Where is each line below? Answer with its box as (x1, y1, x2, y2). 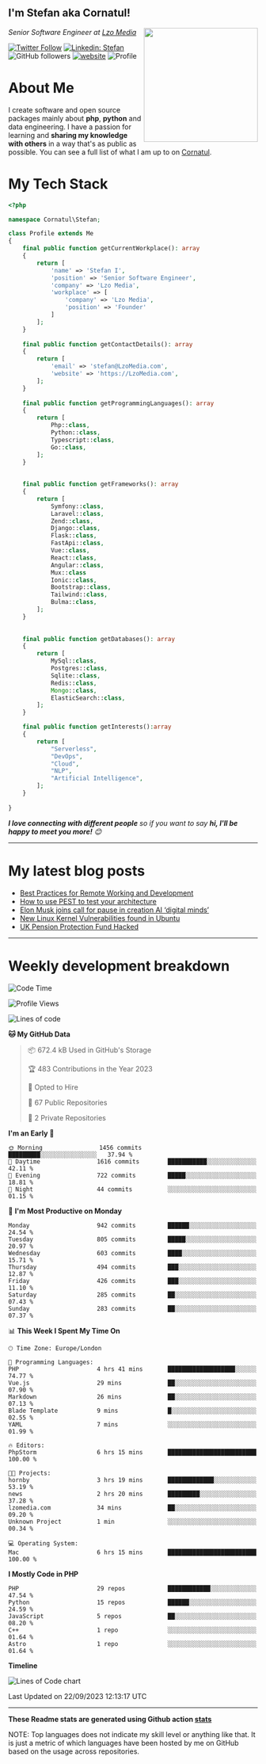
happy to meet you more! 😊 (8, 827, 102, 836)
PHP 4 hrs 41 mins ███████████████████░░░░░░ (8, 1365, 257, 1373)
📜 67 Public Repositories (27, 1098, 108, 1107)
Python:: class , (50, 429, 101, 437)
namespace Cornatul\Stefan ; (8, 216, 101, 223)
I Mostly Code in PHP (8, 1569, 79, 1579)
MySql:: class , (50, 657, 97, 665)
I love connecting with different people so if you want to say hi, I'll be (8, 818, 238, 827)
